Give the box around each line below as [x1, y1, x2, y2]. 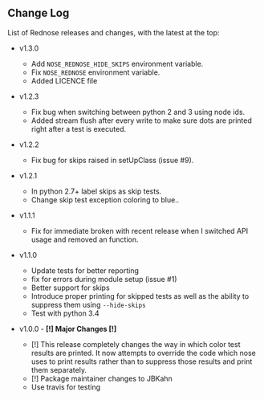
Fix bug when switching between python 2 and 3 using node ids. [30, 107, 246, 116]
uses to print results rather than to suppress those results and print [30, 357, 253, 366]
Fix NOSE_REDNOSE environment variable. [30, 67, 160, 77]
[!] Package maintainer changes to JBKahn [30, 373, 173, 383]
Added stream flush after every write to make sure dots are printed [30, 116, 252, 125]
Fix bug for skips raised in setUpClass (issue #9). [30, 155, 194, 165]
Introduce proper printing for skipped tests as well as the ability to [30, 291, 250, 300]
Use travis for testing [30, 382, 101, 392]
